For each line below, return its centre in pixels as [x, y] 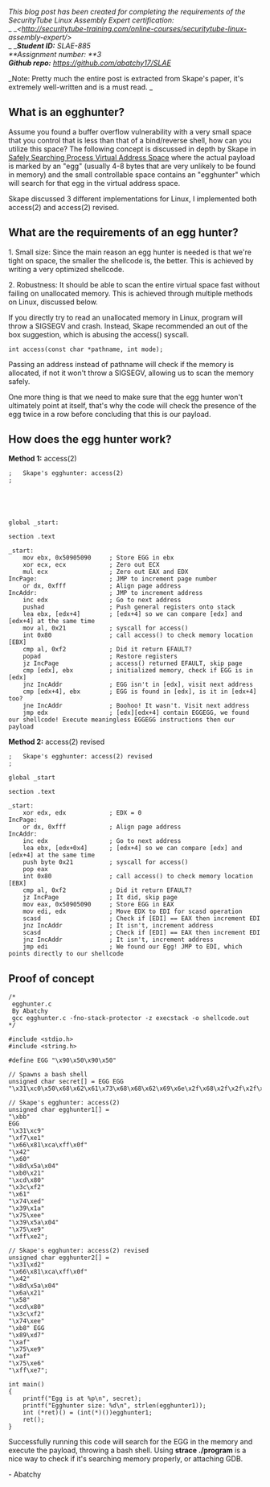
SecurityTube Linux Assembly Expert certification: [91, 20]
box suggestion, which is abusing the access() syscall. [98, 334]
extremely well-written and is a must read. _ [81, 87]
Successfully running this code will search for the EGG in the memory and [131, 1442]
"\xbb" [19, 1117]
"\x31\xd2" [27, 1265]
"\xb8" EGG [27, 1328]
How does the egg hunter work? [90, 439]
